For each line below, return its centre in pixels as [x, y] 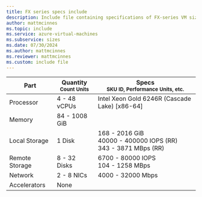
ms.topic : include [29, 29]
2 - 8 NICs [72, 175]
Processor [24, 102]
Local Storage [29, 141]
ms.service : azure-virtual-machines [52, 34]
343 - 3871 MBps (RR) [131, 148]
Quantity [74, 82]
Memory [21, 120]
